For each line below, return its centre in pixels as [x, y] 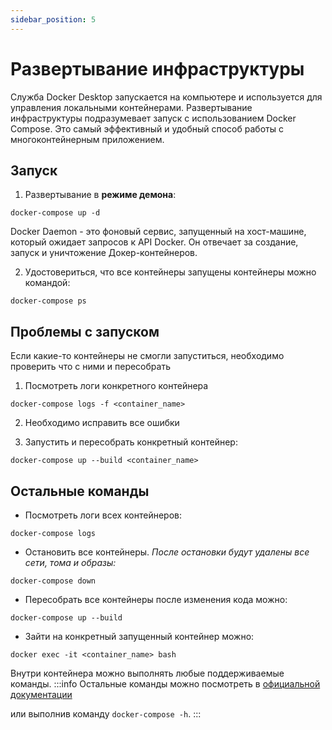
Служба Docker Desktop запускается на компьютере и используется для [166, 97]
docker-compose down [53, 581]
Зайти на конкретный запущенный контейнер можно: [139, 636]
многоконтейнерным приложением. [87, 139]
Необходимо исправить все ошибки [102, 423]
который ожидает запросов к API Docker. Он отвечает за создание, [154, 242]
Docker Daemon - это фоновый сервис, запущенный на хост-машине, [158, 232]
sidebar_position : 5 [53, 19]
